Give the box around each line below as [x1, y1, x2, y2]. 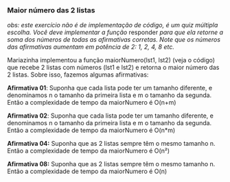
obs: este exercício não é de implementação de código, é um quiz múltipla [7, 21, 218, 29]
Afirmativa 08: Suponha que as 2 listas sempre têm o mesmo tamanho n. [7, 160, 216, 168]
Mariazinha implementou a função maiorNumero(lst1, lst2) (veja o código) [7, 56, 215, 64]
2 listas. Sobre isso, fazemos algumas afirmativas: [7, 70, 149, 79]
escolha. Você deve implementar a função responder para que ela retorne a [7, 28, 224, 36]
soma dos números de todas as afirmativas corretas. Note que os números [7, 36, 221, 44]
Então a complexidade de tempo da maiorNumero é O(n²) [7, 146, 170, 155]
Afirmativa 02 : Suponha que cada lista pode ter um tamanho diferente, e [7, 112, 214, 120]
